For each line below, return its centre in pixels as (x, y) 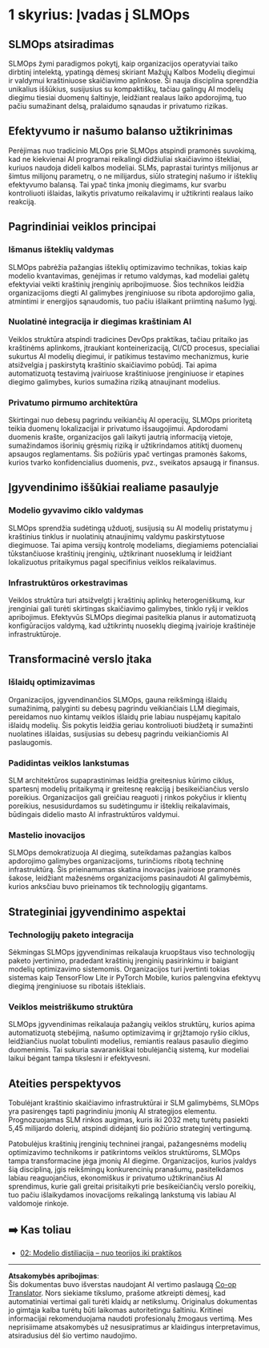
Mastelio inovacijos (47, 835)
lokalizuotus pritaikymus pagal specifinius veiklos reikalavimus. (112, 561)
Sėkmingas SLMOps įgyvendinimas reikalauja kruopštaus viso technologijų (132, 952)
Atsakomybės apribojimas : (54, 1276)
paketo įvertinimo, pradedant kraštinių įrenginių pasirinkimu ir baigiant (123, 961)
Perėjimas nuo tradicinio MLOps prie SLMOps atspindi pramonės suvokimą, (132, 151)
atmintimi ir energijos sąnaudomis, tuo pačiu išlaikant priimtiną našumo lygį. (133, 301)
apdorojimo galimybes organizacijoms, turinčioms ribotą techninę (116, 861)
